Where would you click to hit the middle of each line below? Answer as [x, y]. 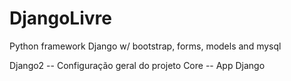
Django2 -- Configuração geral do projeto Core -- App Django [137, 65]
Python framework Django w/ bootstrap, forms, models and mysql [145, 46]
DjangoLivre [60, 18]
